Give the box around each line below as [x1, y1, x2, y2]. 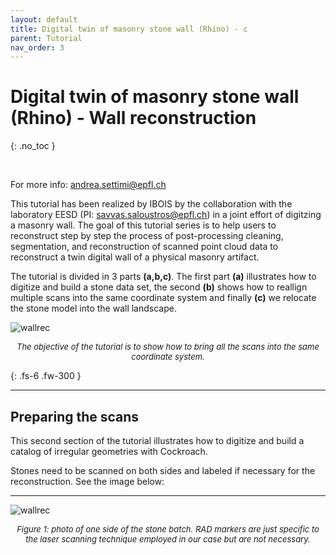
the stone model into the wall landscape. [10, 302, 177, 315]
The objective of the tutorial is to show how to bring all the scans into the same [16, 341, 320, 353]
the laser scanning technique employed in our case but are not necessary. [25, 534, 311, 545]
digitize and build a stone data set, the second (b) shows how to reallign [10, 281, 308, 293]
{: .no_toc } [10, 140, 56, 152]
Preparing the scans [10, 408, 140, 425]
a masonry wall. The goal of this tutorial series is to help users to [10, 219, 277, 231]
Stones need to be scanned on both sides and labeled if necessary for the [10, 465, 316, 476]
